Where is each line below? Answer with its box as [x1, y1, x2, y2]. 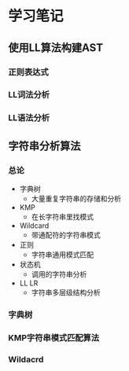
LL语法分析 [8, 112, 50, 123]
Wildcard [19, 221, 50, 230]
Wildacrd [8, 354, 44, 365]
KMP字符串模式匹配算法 [8, 332, 100, 343]
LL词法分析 [8, 90, 50, 101]
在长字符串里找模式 [31, 212, 94, 222]
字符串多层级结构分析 [31, 288, 101, 297]
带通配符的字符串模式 [31, 230, 101, 240]
